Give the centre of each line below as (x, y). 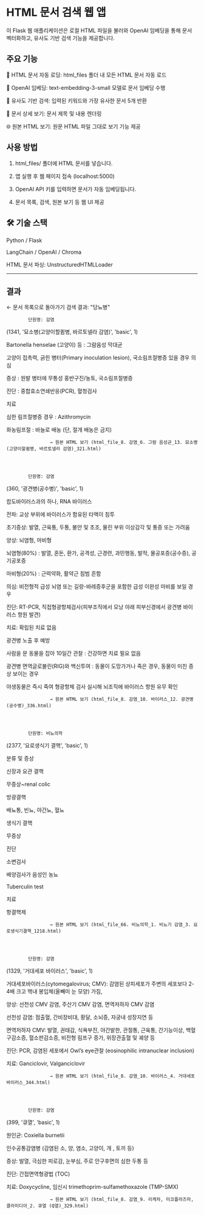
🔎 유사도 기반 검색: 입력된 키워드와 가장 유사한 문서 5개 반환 (77, 100)
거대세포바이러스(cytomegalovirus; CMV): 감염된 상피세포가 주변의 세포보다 (97, 984)
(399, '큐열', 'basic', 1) (33, 1122)
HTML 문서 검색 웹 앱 (56, 12)
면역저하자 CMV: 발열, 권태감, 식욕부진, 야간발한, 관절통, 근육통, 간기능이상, (95, 1030)
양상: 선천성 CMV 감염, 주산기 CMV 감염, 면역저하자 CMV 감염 (80, 1004)
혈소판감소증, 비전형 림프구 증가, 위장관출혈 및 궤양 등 (92, 1038)
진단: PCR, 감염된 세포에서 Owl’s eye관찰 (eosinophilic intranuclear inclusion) (100, 1050)
